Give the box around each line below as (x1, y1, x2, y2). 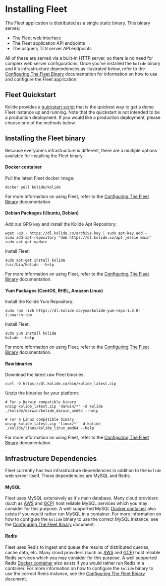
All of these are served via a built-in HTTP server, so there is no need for (5, 55, 154, 61)
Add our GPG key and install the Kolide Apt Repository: (5, 221, 117, 227)
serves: (5, 25, 21, 31)
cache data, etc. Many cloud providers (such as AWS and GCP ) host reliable (5, 549, 161, 555)
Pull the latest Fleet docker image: (5, 175, 75, 181)
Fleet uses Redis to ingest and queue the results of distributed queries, (5, 544, 150, 550)
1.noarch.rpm (5, 312, 32, 318)
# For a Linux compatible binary (5, 417, 74, 422)
